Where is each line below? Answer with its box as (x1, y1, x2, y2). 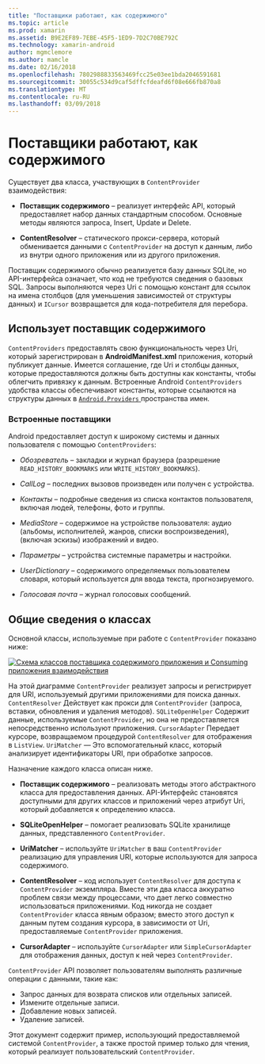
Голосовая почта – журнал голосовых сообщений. (19, 590, 191, 599)
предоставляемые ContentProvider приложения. (19, 926, 184, 936)
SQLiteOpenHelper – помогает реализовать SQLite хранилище (19, 820, 231, 829)
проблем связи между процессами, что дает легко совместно (19, 893, 233, 902)
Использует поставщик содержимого (8, 322, 206, 335)
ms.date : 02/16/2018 (8, 63, 77, 71)
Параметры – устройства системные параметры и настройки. (19, 550, 232, 560)
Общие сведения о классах (8, 612, 152, 626)
